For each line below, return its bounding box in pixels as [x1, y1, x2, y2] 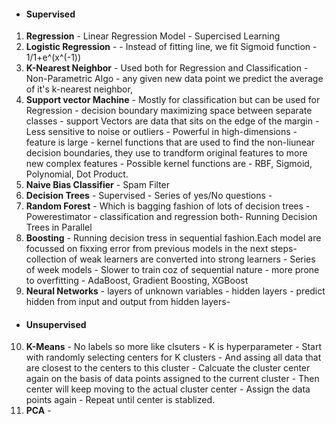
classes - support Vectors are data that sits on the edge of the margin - [25, 115, 320, 127]
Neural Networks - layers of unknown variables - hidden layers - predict [25, 285, 326, 297]
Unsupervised [25, 318, 87, 330]
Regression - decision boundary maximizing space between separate [25, 105, 313, 117]
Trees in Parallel [25, 221, 93, 234]
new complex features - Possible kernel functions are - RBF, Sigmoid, [25, 158, 313, 170]
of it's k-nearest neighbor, [25, 83, 133, 95]
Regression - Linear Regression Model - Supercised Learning [25, 30, 281, 42]
